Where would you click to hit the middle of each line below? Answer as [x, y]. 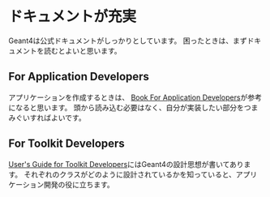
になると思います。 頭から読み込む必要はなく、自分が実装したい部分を [126, 107]
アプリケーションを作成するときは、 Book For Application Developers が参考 [135, 97]
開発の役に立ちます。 [79, 184]
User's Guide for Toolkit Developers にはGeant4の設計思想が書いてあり [126, 164]
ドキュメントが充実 [73, 17]
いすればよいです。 [54, 118]
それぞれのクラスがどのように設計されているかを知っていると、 [130, 174]
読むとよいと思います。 [82, 50]
